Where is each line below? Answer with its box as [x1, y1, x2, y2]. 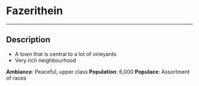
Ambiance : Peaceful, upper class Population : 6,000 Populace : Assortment [6, 68, 190, 75]
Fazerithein [6, 4, 63, 18]
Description [6, 35, 50, 45]
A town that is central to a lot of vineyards [14, 50, 117, 57]
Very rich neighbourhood [14, 57, 76, 64]
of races [6, 74, 27, 81]
